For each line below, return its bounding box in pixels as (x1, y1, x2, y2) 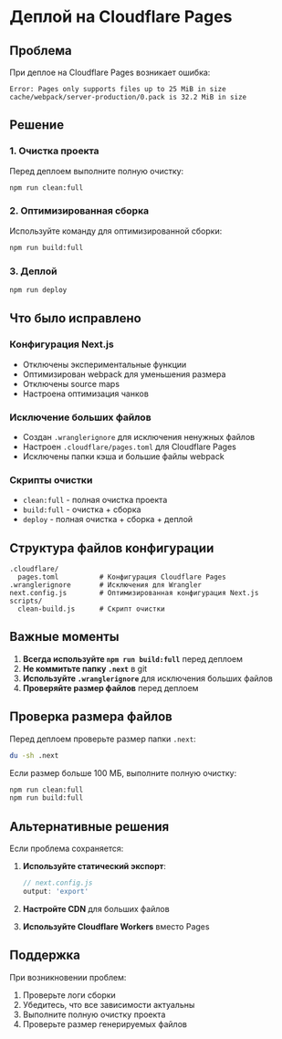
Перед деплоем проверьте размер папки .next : (9, 733, 196, 744)
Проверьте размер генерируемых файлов (22, 1018, 187, 1029)
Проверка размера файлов (9, 709, 173, 725)
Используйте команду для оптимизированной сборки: (9, 226, 223, 236)
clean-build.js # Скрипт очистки (17, 604, 166, 614)
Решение (9, 117, 65, 133)
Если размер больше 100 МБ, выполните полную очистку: (9, 767, 237, 778)
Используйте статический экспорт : (22, 861, 166, 872)
